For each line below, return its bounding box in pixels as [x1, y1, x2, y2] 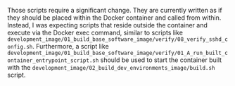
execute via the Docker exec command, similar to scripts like [7, 28, 183, 37]
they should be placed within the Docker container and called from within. [7, 13, 222, 22]
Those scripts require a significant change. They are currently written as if [7, 6, 223, 14]
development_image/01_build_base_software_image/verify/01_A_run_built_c [7, 49, 229, 56]
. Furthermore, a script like [32, 42, 109, 50]
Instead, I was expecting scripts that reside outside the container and [7, 21, 208, 29]
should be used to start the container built [100, 56, 222, 64]
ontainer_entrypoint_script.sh [7, 57, 99, 64]
